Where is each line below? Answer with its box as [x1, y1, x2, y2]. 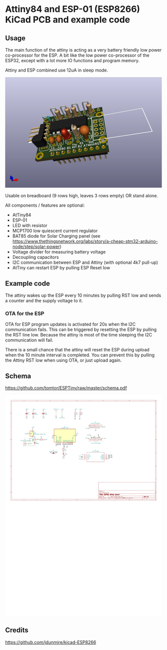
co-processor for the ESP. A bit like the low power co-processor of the [5, 52, 150, 58]
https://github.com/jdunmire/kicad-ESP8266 [5, 639, 96, 645]
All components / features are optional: [5, 202, 85, 208]
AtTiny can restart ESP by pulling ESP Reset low [12, 265, 110, 271]
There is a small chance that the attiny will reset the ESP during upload [5, 347, 150, 353]
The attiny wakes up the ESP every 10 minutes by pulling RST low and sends [5, 292, 162, 299]
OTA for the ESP [5, 310, 45, 317]
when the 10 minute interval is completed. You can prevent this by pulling [5, 352, 155, 358]
